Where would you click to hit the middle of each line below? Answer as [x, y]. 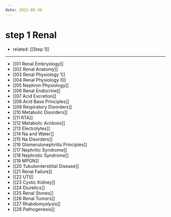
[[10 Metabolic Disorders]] [40, 112]
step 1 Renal [31, 35]
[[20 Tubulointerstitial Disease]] [46, 166]
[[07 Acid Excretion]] [34, 96]
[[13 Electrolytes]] [31, 128]
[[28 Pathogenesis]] [34, 209]
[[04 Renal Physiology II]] [39, 80]
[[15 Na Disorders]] [33, 139]
